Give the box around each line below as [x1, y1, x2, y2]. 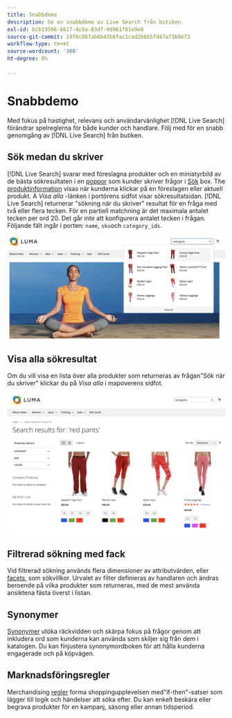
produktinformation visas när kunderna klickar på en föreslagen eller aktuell [7, 184, 223, 192]
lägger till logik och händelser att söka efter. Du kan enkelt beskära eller [7, 695, 212, 703]
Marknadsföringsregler [7, 669, 110, 681]
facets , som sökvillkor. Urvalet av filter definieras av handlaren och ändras [7, 574, 220, 583]
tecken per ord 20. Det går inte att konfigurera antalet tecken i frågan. [7, 214, 206, 222]
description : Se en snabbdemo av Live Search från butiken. [7, 18, 185, 26]
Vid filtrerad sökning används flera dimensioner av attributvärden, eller [7, 567, 209, 575]
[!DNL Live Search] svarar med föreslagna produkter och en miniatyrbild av [7, 169, 222, 178]
